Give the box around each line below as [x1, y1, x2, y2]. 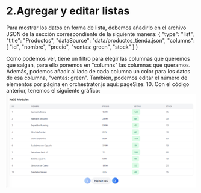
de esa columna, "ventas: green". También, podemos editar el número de [6, 74, 188, 81]
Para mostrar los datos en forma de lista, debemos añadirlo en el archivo [6, 24, 187, 31]
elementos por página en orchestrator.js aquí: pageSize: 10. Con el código [6, 80, 190, 88]
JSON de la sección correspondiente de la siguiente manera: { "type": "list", [6, 30, 194, 37]
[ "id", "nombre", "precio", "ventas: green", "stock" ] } [6, 43, 138, 51]
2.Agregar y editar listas [6, 4, 130, 18]
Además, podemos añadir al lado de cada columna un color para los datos [6, 67, 191, 75]
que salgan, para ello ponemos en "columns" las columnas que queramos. [6, 61, 191, 69]
